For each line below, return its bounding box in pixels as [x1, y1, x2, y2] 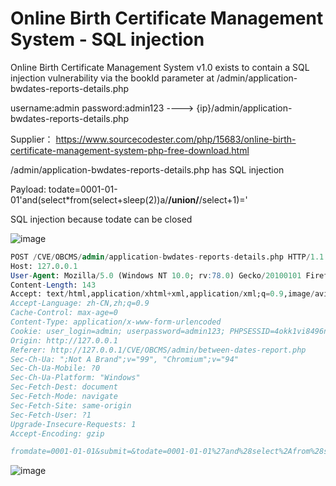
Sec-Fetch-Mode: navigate [10, 392, 118, 402]
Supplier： [10, 133, 54, 145]
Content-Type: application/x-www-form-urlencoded [10, 317, 222, 327]
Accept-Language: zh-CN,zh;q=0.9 [10, 298, 150, 309]
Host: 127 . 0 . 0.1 [10, 261, 78, 271]
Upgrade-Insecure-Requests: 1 [10, 419, 137, 429]
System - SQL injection [10, 28, 205, 51]
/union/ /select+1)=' [168, 193, 248, 206]
